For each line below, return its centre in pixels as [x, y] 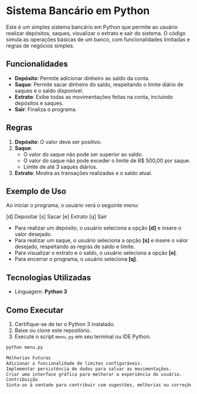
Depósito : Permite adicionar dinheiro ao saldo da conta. [82, 78]
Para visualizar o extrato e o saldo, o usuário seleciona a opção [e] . [96, 253]
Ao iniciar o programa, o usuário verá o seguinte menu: [72, 205]
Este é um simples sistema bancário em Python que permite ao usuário [92, 27]
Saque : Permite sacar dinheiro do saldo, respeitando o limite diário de [99, 84]
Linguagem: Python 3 [41, 292]
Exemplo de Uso [36, 191]
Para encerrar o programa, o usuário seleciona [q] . [76, 259]
